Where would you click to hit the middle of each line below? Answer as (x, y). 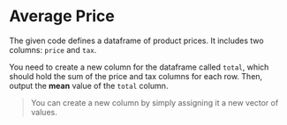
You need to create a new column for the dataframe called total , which (139, 67)
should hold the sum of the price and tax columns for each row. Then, (136, 76)
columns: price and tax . (53, 49)
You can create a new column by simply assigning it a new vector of (155, 102)
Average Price (62, 16)
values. (44, 112)
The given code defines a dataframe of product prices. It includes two (136, 40)
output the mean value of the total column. (89, 85)
